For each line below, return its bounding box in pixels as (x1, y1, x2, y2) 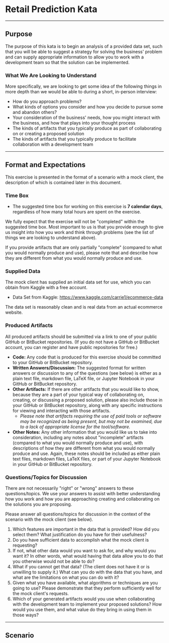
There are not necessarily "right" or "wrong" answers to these (5, 485, 134, 491)
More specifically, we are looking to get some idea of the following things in (5, 83, 162, 89)
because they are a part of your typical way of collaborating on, (12, 391, 145, 397)
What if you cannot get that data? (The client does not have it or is (12, 564, 150, 570)
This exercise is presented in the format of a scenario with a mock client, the (5, 174, 164, 180)
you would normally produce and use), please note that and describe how (5, 250, 158, 256)
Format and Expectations (5, 160, 86, 169)
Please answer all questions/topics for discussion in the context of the (5, 511, 151, 517)
